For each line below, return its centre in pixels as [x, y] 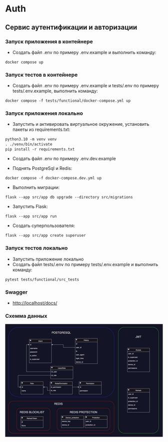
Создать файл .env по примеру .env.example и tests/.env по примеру [85, 86]
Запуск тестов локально [36, 248]
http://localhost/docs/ [35, 303]
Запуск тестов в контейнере [41, 75]
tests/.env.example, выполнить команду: [55, 91]
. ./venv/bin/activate [29, 144]
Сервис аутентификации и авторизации [71, 27]
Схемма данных [26, 316]
